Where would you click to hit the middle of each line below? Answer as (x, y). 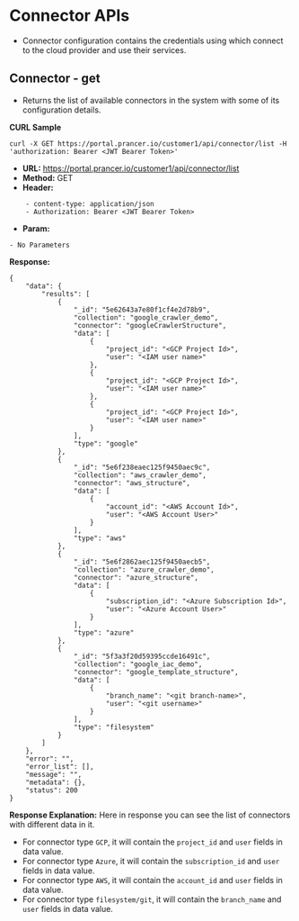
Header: (38, 187)
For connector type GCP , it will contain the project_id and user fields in (152, 842)
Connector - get (55, 79)
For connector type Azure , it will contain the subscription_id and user (151, 861)
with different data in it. (52, 824)
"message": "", (54, 774)
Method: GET (48, 177)
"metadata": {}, (56, 782)
